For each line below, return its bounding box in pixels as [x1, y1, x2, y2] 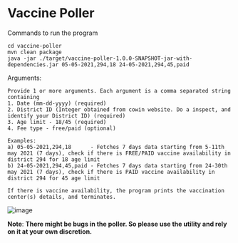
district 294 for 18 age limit [7, 155, 100, 163]
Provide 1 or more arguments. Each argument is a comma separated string [7, 87, 232, 94]
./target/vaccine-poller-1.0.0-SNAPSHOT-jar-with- [38, 55, 193, 62]
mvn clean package [7, 48, 62, 56]
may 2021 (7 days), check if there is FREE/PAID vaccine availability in [7, 150, 232, 157]
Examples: [7, 137, 37, 144]
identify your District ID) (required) [7, 112, 126, 119]
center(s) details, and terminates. [7, 193, 116, 200]
